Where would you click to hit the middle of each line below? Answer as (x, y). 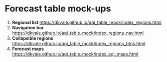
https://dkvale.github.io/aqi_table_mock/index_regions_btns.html (79, 43)
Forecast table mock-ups (58, 9)
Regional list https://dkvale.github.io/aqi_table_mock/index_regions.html (87, 22)
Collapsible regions (33, 38)
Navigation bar (28, 27)
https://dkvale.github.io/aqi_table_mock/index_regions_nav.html (78, 33)
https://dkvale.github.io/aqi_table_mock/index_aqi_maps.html (75, 54)
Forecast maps (28, 49)
